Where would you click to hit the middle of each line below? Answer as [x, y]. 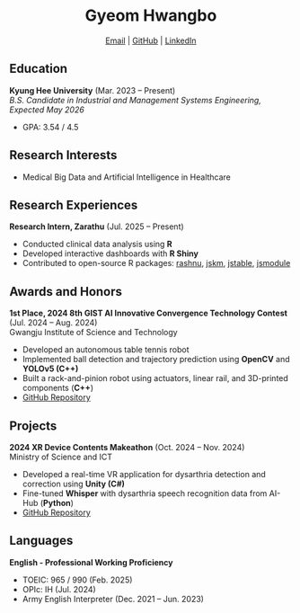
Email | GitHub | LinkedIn [151, 40]
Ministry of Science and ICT [61, 457]
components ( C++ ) [58, 388]
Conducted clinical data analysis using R [97, 244]
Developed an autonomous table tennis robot [106, 350]
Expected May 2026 [47, 110]
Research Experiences [74, 204]
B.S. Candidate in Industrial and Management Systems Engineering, [136, 100]
